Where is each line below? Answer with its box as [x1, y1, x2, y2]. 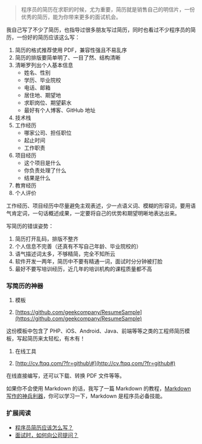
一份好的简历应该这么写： [16, 34, 80, 41]
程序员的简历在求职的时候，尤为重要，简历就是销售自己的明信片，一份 [20, 6, 195, 13]
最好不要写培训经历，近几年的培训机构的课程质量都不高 [14, 265, 152, 273]
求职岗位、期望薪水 [23, 99, 72, 106]
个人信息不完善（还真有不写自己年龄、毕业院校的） [14, 243, 142, 250]
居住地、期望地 [23, 91, 61, 99]
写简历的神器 [6, 282, 44, 290]
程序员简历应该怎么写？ [14, 424, 73, 431]
